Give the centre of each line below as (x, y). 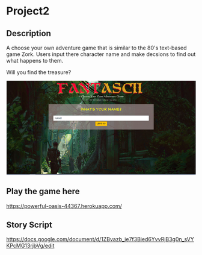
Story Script (29, 225)
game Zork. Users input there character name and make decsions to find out (101, 54)
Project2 (28, 11)
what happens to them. (35, 61)
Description (29, 33)
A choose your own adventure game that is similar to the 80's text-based (97, 48)
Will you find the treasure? (39, 72)
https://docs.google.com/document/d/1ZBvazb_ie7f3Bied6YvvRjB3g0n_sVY (100, 239)
